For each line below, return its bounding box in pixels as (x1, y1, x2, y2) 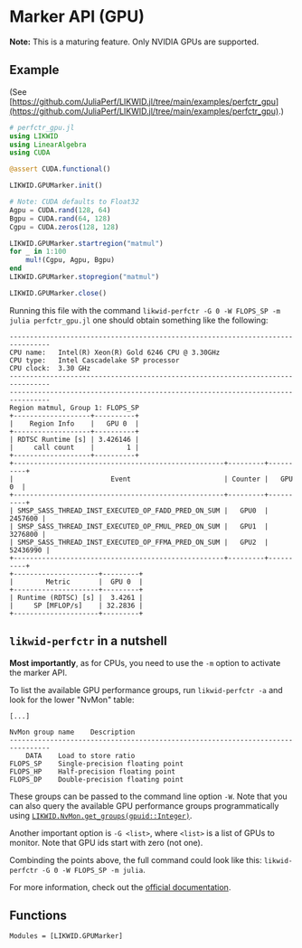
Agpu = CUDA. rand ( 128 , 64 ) (9, 205, 111, 214)
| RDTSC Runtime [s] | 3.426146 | (9, 435, 140, 444)
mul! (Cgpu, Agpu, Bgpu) (25, 256, 116, 265)
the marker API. (9, 667, 68, 678)
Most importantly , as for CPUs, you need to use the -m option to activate (9, 657, 281, 668)
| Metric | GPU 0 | (9, 577, 144, 587)
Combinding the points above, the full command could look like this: (9, 854, 262, 865)
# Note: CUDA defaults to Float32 (9, 197, 140, 206)
